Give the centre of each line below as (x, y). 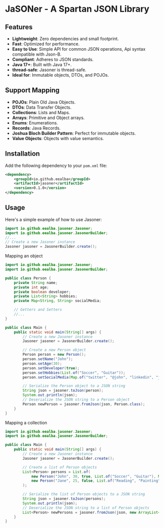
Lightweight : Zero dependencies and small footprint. (65, 39)
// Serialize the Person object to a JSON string (74, 386)
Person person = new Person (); (54, 355)
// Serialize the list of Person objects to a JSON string (84, 494)
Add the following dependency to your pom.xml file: (56, 165)
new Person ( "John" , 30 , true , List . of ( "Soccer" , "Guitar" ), (93, 476)
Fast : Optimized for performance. (46, 44)
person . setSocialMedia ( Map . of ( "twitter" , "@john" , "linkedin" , (88, 377)
